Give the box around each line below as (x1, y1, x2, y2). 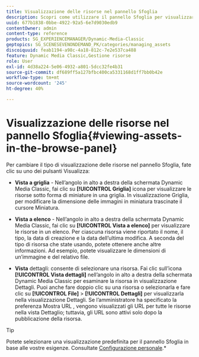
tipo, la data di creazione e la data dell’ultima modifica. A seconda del (14, 234, 184, 242)
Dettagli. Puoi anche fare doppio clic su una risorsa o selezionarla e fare (14, 284, 191, 291)
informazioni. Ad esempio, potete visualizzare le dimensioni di (14, 247, 166, 254)
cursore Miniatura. (14, 204, 60, 211)
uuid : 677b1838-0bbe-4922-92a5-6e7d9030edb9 (6, 20, 118, 25)
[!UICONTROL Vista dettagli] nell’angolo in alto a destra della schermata (14, 271, 192, 278)
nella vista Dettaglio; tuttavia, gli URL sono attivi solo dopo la (14, 308, 163, 316)
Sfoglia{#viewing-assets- (52, 129, 182, 143)
